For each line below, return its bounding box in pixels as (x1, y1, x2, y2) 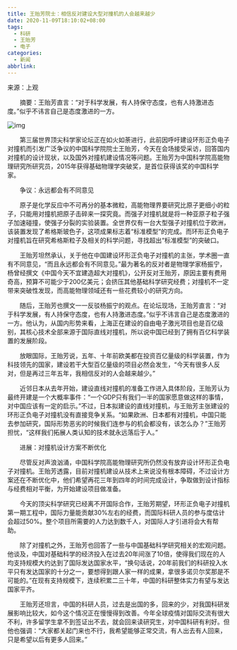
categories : (7, 50, 42, 57)
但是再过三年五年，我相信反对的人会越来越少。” (19, 369, 156, 377)
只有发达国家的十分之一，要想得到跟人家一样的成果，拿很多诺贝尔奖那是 (13, 567, 224, 575)
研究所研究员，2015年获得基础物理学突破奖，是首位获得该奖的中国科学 (13, 161, 219, 170)
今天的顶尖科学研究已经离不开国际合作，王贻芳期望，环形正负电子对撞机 (19, 499, 230, 508)
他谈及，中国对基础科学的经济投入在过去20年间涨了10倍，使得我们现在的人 (7, 549, 226, 558)
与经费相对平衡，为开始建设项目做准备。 (7, 484, 125, 493)
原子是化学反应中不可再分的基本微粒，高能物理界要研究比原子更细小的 (19, 200, 224, 209)
